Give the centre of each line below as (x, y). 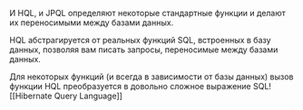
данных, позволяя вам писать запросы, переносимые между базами (144, 50)
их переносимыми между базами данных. (92, 23)
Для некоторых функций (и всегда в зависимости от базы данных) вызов (151, 77)
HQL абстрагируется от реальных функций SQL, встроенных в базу (140, 40)
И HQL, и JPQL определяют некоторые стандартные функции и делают (147, 13)
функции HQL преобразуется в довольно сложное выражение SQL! (141, 86)
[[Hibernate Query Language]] (66, 96)
